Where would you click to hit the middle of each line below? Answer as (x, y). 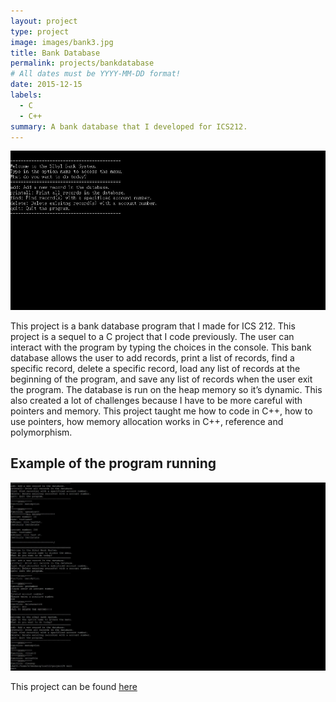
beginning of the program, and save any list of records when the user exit (161, 379)
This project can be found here (74, 686)
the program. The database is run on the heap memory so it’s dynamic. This (166, 389)
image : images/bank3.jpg (62, 42)
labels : (26, 95)
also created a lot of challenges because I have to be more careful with (156, 400)
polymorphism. (41, 432)
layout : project (44, 21)
